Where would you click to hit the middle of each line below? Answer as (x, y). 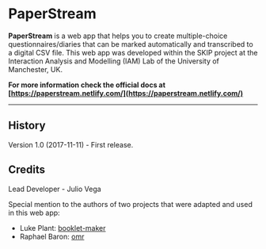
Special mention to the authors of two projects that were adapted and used (131, 204)
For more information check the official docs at (87, 85)
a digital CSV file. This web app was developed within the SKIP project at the (133, 52)
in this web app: (34, 213)
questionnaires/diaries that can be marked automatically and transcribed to (131, 44)
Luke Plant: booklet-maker (63, 228)
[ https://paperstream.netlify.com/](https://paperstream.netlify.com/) (126, 93)
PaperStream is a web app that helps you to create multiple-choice (118, 36)
